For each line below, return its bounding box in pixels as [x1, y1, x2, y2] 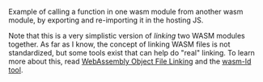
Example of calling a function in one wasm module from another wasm [8, 7, 244, 16]
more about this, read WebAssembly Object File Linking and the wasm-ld [8, 56, 252, 66]
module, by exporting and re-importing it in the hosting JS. [8, 15, 204, 25]
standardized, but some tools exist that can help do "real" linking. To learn [8, 48, 255, 57]
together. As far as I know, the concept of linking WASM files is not [8, 39, 231, 49]
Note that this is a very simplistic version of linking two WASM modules [8, 31, 245, 40]
